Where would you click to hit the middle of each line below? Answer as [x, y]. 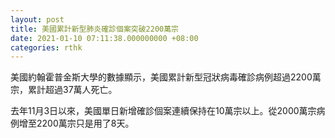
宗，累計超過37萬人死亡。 [64, 90]
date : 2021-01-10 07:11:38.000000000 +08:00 [104, 38]
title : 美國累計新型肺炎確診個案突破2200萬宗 [95, 29]
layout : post [37, 19]
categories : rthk [46, 47]
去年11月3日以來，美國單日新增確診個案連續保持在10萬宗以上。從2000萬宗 [163, 111]
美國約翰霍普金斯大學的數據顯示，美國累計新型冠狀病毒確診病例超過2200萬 [166, 77]
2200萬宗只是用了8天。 [85, 123]
